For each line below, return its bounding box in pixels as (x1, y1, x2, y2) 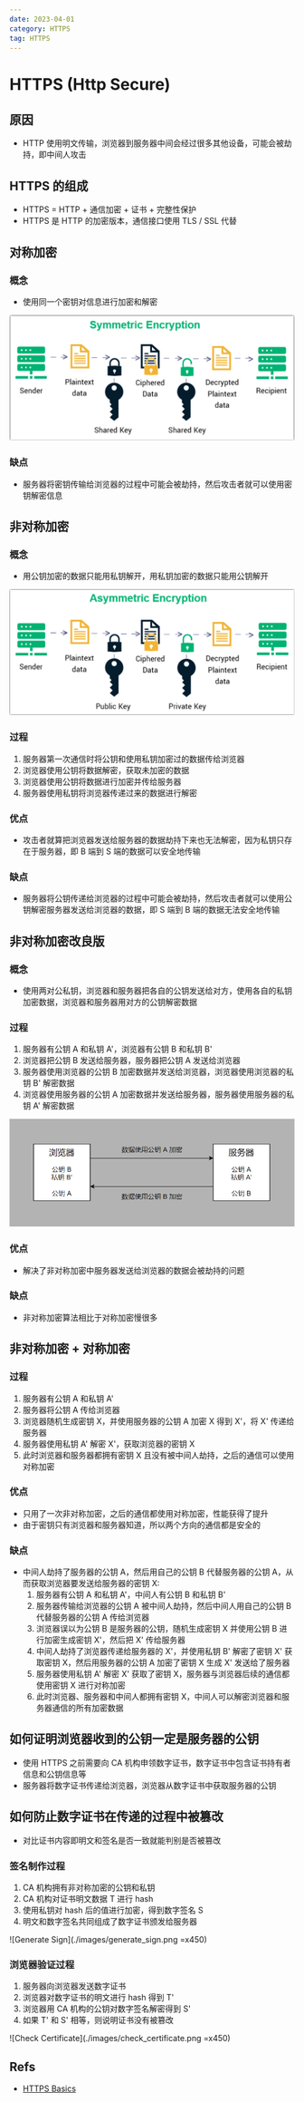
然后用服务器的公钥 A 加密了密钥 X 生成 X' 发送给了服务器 (75, 1657, 290, 1668)
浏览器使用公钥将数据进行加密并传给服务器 (22, 776, 182, 787)
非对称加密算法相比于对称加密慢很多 (22, 1312, 158, 1322)
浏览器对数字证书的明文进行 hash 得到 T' (22, 1992, 175, 2003)
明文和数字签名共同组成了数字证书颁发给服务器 (22, 1916, 197, 1927)
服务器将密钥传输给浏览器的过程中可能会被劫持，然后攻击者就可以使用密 (22, 479, 292, 489)
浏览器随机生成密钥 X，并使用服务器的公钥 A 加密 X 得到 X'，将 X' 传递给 (22, 1415, 295, 1427)
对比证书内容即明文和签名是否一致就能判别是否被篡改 (22, 1835, 222, 1845)
